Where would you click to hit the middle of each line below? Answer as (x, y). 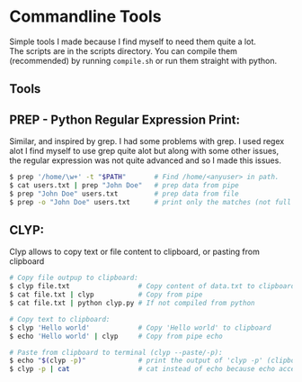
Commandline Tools (85, 17)
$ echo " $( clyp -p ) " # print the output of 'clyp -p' (136, 361)
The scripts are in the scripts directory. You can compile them (124, 50)
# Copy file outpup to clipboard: (74, 278)
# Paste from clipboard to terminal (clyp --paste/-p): (116, 352)
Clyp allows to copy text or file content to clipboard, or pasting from (135, 252)
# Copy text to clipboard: (60, 319)
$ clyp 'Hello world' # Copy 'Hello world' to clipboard (140, 327)
